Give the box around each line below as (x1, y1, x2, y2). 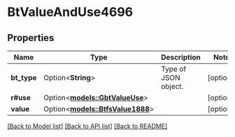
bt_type (10, 73, 37, 82)
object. (160, 81, 184, 91)
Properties (7, 32, 55, 44)
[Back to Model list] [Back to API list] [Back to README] (7, 122, 168, 130)
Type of (160, 64, 187, 74)
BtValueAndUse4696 (7, 4, 134, 20)
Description (160, 53, 201, 62)
